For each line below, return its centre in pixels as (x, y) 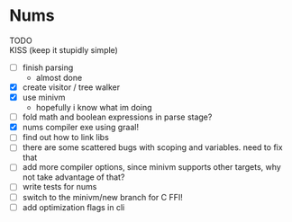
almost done (59, 78)
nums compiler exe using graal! (81, 128)
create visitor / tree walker (71, 87)
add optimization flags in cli (73, 207)
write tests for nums (59, 187)
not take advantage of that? (73, 177)
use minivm (44, 98)
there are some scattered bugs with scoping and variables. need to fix (152, 147)
